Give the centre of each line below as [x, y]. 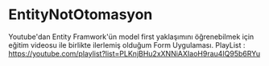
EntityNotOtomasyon [81, 15]
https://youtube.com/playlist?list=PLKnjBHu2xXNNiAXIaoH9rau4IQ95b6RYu [134, 53]
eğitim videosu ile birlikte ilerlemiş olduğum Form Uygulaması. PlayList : [127, 45]
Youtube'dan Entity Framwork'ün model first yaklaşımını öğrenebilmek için [131, 37]
